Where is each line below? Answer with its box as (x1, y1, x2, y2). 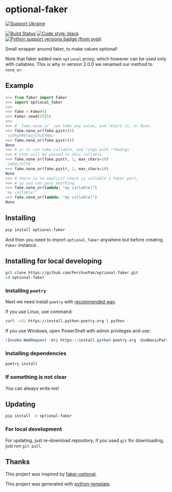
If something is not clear (5, 373, 67, 381)
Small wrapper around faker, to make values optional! (5, 46, 118, 52)
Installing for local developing (5, 257, 102, 265)
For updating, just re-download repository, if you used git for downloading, (5, 437, 164, 443)
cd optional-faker (5, 275, 45, 280)
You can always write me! (5, 385, 60, 391)
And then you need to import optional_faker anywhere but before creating (5, 236, 163, 242)
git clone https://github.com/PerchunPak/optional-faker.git (5, 270, 139, 276)
